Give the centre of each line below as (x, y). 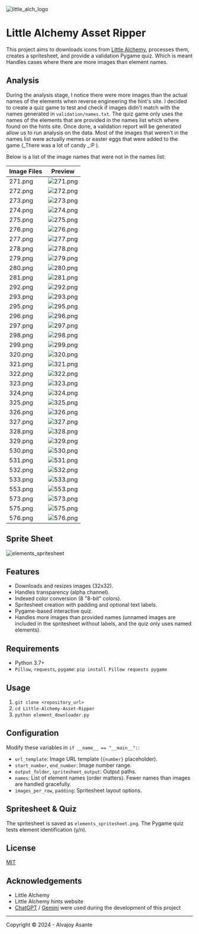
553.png (21, 489)
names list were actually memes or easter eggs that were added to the (92, 139)
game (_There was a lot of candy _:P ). (53, 145)
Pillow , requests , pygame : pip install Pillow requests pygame (91, 669)
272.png (21, 191)
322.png (21, 373)
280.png (21, 268)
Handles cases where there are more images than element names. (87, 62)
